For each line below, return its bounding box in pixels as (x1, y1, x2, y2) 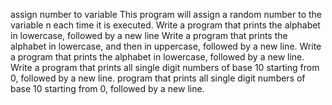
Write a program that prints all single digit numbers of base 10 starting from (10, 62, 320, 73)
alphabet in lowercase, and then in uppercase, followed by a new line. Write (10, 40, 322, 52)
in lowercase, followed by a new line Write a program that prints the (10, 30, 288, 41)
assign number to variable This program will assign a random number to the (10, 9, 323, 20)
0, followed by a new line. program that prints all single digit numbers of (10, 72, 306, 84)
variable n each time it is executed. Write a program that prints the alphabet (10, 19, 321, 31)
